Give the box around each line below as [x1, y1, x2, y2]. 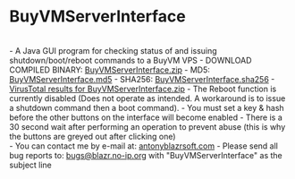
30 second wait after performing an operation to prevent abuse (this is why [9, 121, 286, 132]
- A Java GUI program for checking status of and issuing [9, 45, 217, 55]
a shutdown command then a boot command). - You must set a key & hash [9, 102, 284, 113]
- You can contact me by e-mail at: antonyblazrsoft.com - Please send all [9, 141, 279, 151]
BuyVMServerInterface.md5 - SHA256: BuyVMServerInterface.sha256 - [9, 73, 275, 84]
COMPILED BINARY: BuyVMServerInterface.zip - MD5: [9, 64, 210, 75]
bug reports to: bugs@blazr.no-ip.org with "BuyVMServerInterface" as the [9, 149, 283, 160]
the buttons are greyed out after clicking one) [9, 131, 176, 141]
